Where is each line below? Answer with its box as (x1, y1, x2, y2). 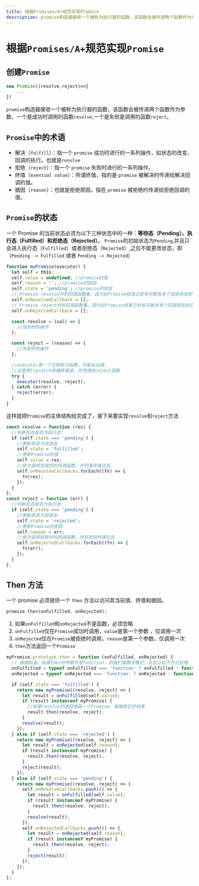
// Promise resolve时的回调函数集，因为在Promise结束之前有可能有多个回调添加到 (11, 292, 192, 298)
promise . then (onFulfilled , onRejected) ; (6, 609, 108, 615)
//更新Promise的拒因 (17, 523, 63, 529)
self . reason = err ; (17, 529, 65, 535)
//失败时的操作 (17, 346, 49, 352)
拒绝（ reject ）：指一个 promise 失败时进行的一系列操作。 (14, 164, 154, 171)
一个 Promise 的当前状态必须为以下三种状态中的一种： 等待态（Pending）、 (6, 229, 188, 236)
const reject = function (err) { (6, 496, 89, 502)
